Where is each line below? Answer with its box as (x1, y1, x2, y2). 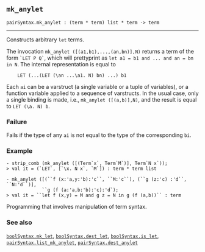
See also (6, 219, 32, 227)
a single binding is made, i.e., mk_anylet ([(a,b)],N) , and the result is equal (6, 96, 197, 103)
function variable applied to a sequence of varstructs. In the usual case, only (6, 89, 199, 97)
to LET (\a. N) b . (6, 102, 50, 110)
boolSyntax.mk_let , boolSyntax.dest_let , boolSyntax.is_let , (6, 232, 159, 239)
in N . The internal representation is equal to (6, 60, 116, 68)
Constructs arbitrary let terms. (6, 36, 84, 43)
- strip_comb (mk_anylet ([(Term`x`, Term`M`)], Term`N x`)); (6, 161, 168, 167)
